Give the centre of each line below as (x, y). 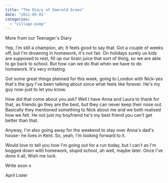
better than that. (22, 120)
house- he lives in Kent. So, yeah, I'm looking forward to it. (66, 135)
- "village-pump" (28, 24)
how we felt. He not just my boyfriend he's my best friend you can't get (79, 115)
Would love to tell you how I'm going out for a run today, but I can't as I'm (81, 145)
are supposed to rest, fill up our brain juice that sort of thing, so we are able (83, 59)
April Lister (16, 175)
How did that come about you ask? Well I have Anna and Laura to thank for (82, 99)
